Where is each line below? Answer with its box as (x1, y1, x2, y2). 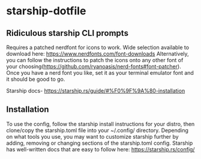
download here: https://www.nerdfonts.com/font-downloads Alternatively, (6, 50, 189, 57)
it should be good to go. (6, 76, 65, 82)
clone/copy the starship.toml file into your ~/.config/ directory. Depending (6, 127, 189, 134)
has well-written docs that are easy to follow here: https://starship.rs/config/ (6, 145, 195, 153)
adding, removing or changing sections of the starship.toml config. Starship (6, 139, 193, 146)
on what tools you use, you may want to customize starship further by (6, 133, 179, 140)
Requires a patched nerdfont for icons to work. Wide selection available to (6, 44, 190, 51)
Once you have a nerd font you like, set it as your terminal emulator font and (6, 69, 194, 76)
